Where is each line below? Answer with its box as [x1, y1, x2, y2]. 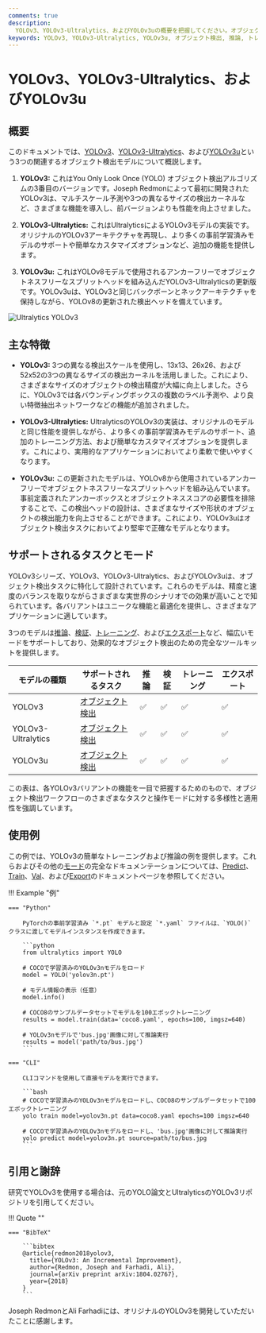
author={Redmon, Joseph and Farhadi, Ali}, [28, 1263, 176, 1271]
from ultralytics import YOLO [22, 949, 123, 956]
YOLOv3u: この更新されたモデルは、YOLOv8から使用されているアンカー [19, 473, 256, 483]
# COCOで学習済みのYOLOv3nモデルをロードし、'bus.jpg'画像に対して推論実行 [22, 1127, 248, 1135]
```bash [22, 1088, 47, 1096]
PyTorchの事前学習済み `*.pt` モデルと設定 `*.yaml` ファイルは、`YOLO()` [22, 919, 252, 927]
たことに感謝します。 [8, 1316, 78, 1325]
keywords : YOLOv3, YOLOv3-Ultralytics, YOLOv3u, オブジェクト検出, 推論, [8, 33, 245, 42]
